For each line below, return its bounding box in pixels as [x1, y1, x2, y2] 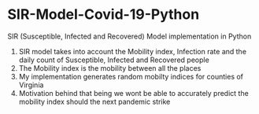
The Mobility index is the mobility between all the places [18, 63, 202, 72]
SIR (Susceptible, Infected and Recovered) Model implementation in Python [7, 31, 252, 41]
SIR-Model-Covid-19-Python [7, 6, 200, 24]
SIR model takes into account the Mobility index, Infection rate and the [18, 46, 247, 56]
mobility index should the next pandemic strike [18, 97, 171, 106]
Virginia [18, 80, 44, 90]
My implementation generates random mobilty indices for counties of [18, 72, 244, 81]
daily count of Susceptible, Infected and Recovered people [18, 55, 209, 64]
